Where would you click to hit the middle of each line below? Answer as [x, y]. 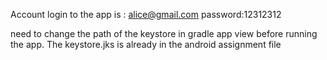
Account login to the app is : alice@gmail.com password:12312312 [146, 14]
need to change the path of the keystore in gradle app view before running [164, 33]
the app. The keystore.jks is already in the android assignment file [146, 44]
